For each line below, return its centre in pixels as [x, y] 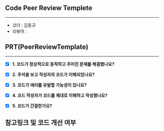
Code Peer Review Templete [49, 8]
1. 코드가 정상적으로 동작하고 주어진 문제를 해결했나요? [63, 64]
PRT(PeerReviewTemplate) [47, 47]
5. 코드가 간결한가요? [32, 105]
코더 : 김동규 [24, 25]
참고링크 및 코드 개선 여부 [41, 123]
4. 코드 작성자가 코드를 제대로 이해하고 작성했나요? [60, 95]
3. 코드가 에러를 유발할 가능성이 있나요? [49, 85]
